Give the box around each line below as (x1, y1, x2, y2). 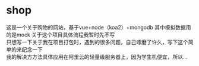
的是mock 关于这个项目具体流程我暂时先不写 (6, 31, 115, 38)
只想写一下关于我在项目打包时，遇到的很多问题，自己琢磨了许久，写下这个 (6, 38, 188, 45)
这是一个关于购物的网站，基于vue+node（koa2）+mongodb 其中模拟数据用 (6, 24, 191, 31)
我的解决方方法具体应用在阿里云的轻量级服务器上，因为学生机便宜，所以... (6, 53, 188, 60)
